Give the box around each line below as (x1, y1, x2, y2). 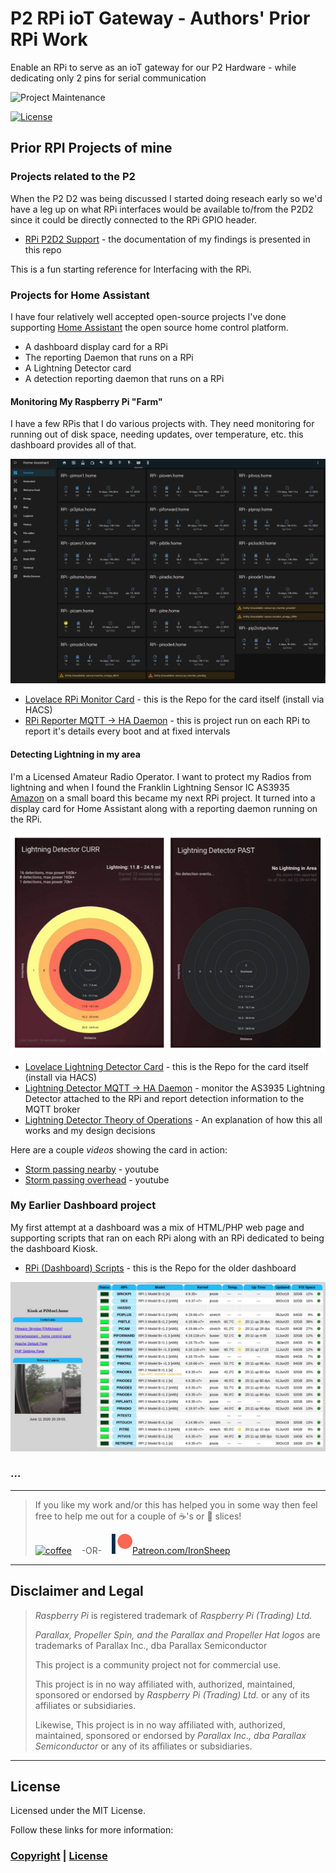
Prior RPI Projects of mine (10, 140, 173, 157)
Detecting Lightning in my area (10, 748, 141, 761)
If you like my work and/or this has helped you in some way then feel (34, 1498, 318, 1511)
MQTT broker (24, 1103, 81, 1115)
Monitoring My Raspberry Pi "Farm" (10, 395, 163, 407)
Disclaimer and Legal (10, 1583, 144, 1600)
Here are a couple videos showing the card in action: (10, 1143, 228, 1156)
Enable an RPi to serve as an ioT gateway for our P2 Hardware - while (10, 61, 297, 73)
